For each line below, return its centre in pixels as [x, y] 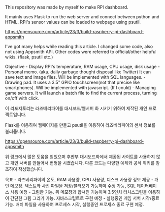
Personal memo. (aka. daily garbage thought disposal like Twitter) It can [78, 72]
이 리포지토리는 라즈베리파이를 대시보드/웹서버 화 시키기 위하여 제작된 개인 [76, 108]
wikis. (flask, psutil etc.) [29, 57]
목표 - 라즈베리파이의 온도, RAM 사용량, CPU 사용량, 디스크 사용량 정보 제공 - [79, 180]
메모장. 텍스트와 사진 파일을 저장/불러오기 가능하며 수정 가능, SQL [73, 186]
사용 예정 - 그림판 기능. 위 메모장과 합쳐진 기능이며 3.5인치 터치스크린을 [79, 192]
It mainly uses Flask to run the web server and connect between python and [82, 17]
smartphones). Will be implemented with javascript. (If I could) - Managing [81, 88]
